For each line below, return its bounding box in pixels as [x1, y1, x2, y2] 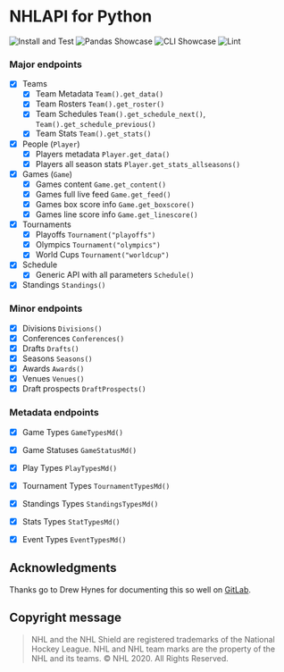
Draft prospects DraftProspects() [21, 383, 146, 394]
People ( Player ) [21, 139, 80, 149]
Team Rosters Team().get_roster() [35, 98, 165, 109]
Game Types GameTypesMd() [21, 426, 123, 437]
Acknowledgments [9, 560, 118, 575]
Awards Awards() [21, 364, 85, 374]
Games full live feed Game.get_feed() [35, 189, 171, 199]
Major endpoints [9, 58, 82, 71]
